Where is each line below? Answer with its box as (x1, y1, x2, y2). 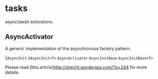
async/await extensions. (5, 19, 54, 25)
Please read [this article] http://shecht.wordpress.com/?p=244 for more (5, 64, 147, 70)
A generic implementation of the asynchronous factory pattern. (5, 45, 131, 51)
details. (5, 69, 20, 75)
